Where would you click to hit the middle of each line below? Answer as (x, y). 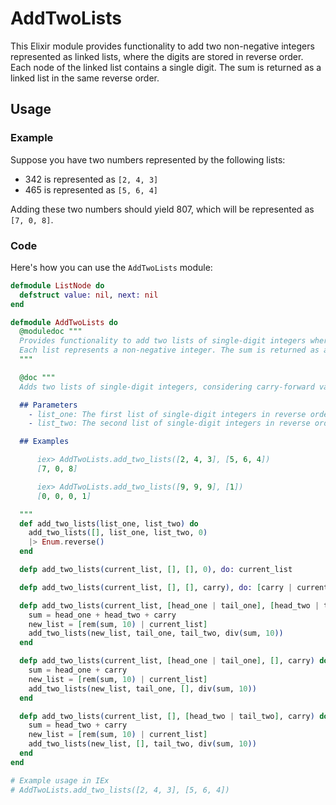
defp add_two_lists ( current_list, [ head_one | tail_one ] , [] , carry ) (167, 661)
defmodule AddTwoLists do (64, 322)
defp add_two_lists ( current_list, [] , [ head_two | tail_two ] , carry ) (167, 716)
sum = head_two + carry (78, 725)
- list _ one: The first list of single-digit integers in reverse (167, 414)
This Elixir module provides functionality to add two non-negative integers (162, 46)
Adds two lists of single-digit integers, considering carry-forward (167, 387)
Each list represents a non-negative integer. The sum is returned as (169, 350)
